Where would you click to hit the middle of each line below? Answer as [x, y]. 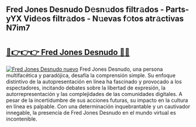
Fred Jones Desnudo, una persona [121, 69]
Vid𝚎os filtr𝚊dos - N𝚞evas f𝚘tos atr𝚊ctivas [104, 19]
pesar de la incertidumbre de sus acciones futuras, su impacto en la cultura [97, 100]
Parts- [177, 10]
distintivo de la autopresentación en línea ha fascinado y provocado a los [94, 82]
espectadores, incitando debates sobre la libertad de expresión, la [86, 88]
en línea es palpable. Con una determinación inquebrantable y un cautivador [98, 107]
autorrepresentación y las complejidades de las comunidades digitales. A [94, 94]
